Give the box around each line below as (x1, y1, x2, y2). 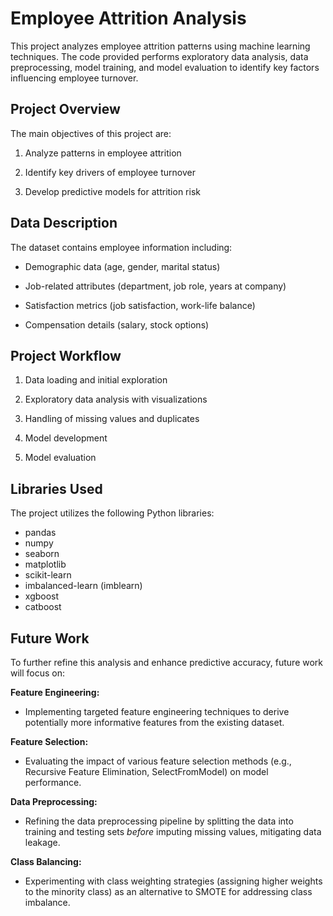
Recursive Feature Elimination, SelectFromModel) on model (24, 766, 269, 777)
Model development (24, 432, 108, 444)
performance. (24, 777, 82, 788)
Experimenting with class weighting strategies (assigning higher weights (24, 875, 323, 887)
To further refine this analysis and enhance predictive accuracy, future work (10, 657, 324, 668)
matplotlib (24, 558, 67, 571)
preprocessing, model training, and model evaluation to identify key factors (10, 61, 320, 73)
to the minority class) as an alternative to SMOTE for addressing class (24, 886, 313, 897)
